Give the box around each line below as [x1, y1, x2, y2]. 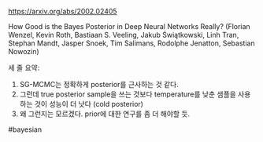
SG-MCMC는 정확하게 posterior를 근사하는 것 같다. [19, 80, 179, 89]
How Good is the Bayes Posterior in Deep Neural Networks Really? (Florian [8, 22, 250, 31]
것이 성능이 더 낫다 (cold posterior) [34, 100, 144, 108]
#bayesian [8, 125, 42, 134]
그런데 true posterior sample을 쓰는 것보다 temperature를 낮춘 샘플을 [19, 89, 236, 99]
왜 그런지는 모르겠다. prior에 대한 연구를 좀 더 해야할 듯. [19, 109, 191, 118]
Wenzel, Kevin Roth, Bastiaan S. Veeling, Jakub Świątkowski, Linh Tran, [8, 31, 239, 39]
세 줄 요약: [8, 63, 40, 72]
